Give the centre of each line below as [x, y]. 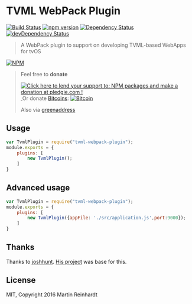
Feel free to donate [44, 74]
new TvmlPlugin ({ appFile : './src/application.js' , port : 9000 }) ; [107, 218]
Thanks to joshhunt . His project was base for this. [66, 261]
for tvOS [31, 51]
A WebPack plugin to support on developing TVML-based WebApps [103, 45]
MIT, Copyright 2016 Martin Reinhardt [52, 295]
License [21, 280]
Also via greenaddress [48, 109]
